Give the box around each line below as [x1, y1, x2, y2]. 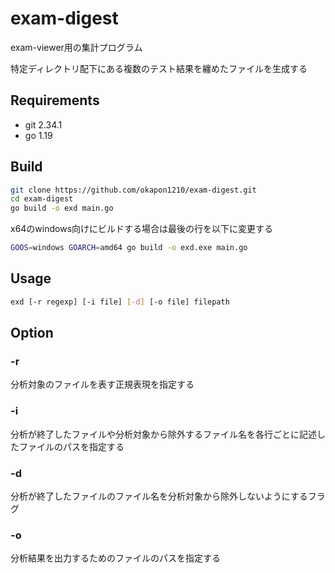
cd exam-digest [10, 194, 74, 204]
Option [10, 325, 54, 342]
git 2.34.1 [24, 118, 63, 131]
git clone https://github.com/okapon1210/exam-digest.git [10, 185, 257, 195]
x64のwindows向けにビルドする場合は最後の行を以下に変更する [10, 223, 274, 235]
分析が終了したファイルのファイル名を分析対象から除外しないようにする [10, 490, 308, 502]
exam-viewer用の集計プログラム [10, 41, 143, 53]
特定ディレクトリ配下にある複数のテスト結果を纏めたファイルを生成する [10, 62, 308, 74]
